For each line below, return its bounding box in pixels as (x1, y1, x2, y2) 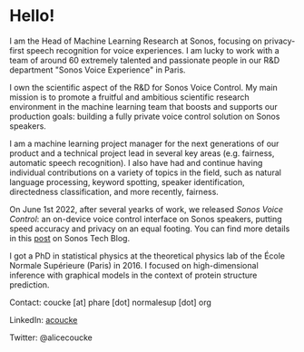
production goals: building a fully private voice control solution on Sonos (9, 111, 280, 122)
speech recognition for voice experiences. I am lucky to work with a (25, 44, 279, 55)
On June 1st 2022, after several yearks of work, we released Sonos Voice (9, 203, 284, 214)
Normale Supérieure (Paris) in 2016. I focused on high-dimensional (9, 259, 259, 270)
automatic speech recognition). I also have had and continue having (9, 157, 263, 168)
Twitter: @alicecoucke (9, 332, 93, 343)
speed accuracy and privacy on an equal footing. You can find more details (9, 223, 290, 234)
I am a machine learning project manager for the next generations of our (9, 138, 279, 149)
